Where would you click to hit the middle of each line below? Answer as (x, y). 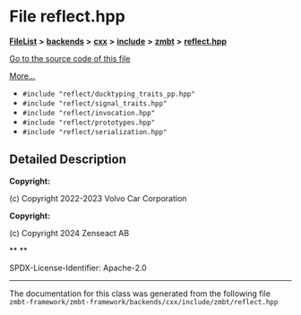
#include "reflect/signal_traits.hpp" (95, 103)
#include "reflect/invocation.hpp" (89, 113)
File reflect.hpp (67, 17)
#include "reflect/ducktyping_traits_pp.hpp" (108, 94)
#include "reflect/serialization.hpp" (95, 132)
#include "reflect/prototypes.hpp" (89, 123)
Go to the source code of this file (70, 58)
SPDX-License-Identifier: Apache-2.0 (78, 268)
